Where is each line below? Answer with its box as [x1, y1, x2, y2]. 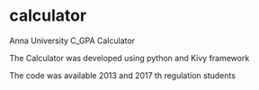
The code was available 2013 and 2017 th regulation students [9, 69, 237, 81]
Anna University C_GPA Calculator [9, 35, 136, 46]
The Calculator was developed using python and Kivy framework [9, 52, 250, 63]
